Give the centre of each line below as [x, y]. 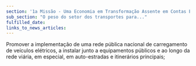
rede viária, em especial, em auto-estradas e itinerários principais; [85, 57]
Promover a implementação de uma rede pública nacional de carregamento [97, 44]
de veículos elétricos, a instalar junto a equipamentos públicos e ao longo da [98, 51]
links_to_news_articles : [36, 28]
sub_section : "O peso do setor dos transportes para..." [77, 17]
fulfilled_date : [26, 22]
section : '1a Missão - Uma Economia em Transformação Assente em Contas [96, 11]
